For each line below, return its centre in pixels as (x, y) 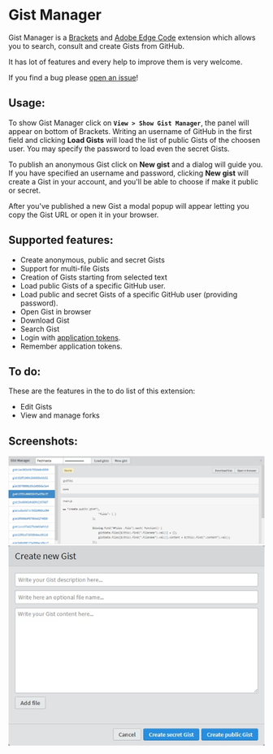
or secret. (24, 190)
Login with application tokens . (70, 337)
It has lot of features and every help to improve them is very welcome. (126, 62)
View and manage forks (60, 415)
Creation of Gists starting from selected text (94, 277)
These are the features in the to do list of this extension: (102, 391)
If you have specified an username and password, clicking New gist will (129, 173)
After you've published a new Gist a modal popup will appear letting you (129, 206)
